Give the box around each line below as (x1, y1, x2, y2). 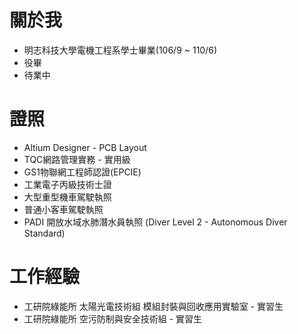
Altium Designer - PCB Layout (23, 141, 147, 153)
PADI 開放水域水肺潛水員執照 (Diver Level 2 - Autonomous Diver (23, 216, 288, 228)
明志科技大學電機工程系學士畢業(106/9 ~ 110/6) (23, 44, 218, 56)
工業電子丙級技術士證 (23, 178, 112, 190)
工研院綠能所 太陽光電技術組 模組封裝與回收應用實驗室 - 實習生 (23, 300, 284, 312)
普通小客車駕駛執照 (23, 203, 104, 215)
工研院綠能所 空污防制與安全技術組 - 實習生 (23, 312, 203, 325)
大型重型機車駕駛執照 (23, 191, 112, 203)
